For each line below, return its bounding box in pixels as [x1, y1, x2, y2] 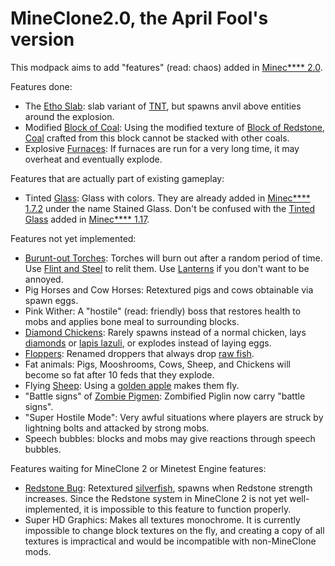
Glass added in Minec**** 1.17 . [24, 213, 150, 225]
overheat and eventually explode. [24, 153, 163, 165]
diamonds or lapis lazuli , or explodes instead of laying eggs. [24, 337, 272, 349]
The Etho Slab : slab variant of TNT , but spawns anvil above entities [24, 100, 302, 112]
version [10, 28, 75, 51]
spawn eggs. [24, 294, 79, 306]
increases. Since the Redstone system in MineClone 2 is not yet [24, 492, 288, 504]
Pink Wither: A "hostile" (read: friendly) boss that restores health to [24, 305, 302, 317]
